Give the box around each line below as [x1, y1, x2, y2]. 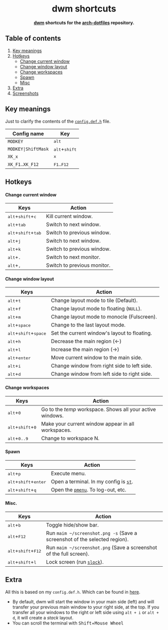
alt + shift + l [7, 558, 36, 565]
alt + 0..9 [7, 435, 28, 442]
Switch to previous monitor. [45, 262, 111, 269]
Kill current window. [45, 213, 93, 220]
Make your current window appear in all [41, 420, 134, 427]
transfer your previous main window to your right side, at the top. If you [12, 604, 159, 610]
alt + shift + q [7, 486, 36, 493]
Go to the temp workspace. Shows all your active [41, 405, 156, 412]
